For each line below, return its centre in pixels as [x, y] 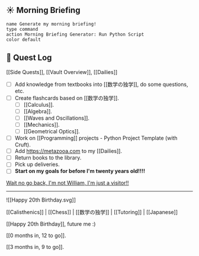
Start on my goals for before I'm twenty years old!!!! [80, 171]
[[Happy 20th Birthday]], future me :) [51, 224]
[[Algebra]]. [38, 111]
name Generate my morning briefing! [51, 24]
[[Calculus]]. [39, 104]
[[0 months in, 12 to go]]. [36, 236]
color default [24, 39]
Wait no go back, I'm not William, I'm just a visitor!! [68, 183]
